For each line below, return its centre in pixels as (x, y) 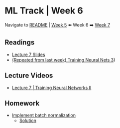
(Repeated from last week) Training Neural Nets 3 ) (63, 59)
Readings (20, 42)
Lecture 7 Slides (28, 54)
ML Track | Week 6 (44, 11)
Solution (28, 120)
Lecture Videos (29, 76)
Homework (22, 103)
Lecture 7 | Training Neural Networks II (52, 87)
